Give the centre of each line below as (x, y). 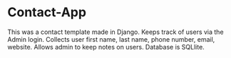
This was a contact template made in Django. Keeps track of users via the (115, 32)
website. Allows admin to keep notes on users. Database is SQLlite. (106, 47)
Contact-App (47, 12)
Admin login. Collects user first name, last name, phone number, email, (111, 39)
